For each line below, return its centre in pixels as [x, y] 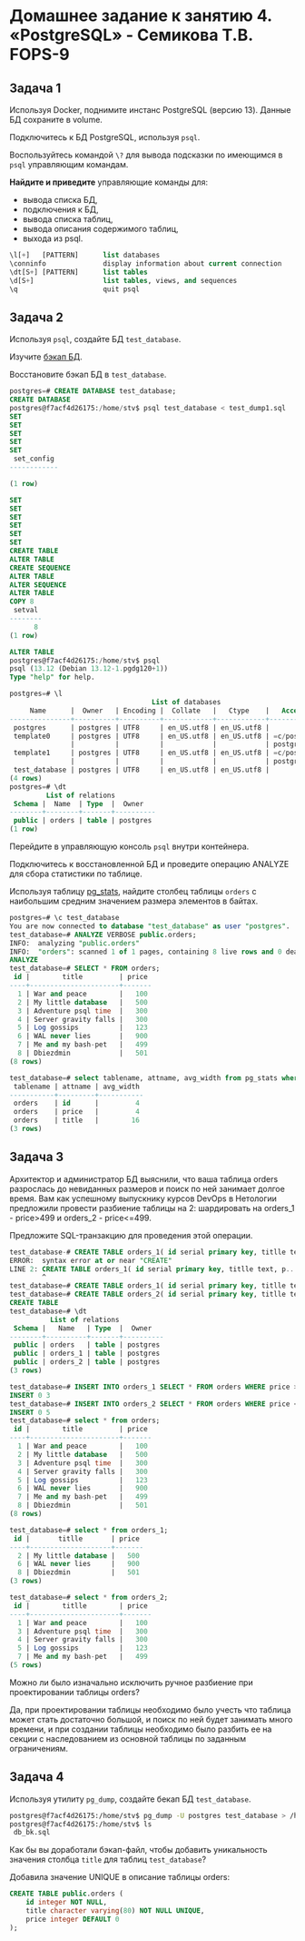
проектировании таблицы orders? [75, 1692]
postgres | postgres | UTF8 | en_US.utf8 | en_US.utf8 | [142, 728]
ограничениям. [39, 1748]
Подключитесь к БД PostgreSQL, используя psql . [105, 137]
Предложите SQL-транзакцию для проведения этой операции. [131, 1235]
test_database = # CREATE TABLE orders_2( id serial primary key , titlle [148, 1294]
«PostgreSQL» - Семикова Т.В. [131, 35]
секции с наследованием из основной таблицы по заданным [128, 1738]
